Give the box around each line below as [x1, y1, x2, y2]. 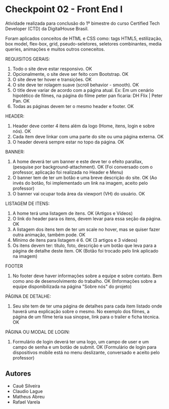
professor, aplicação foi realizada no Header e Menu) [12, 169, 124, 175]
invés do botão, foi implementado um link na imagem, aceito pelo [12, 180, 148, 186]
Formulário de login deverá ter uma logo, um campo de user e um [12, 338, 149, 344]
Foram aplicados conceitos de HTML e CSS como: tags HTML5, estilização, [5, 35, 162, 41]
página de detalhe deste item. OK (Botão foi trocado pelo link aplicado [12, 247, 159, 253]
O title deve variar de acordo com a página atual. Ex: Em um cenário [12, 87, 154, 93]
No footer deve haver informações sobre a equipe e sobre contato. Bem [12, 273, 162, 279]
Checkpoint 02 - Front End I [5, 4, 123, 15]
